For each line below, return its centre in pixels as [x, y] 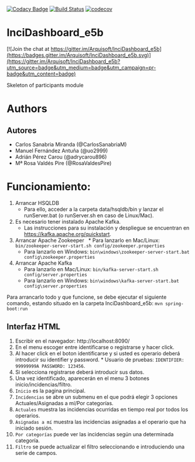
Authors [27, 109]
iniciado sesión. [34, 428]
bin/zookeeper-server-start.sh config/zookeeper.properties [90, 246]
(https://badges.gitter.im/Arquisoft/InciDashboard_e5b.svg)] [79, 55]
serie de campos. [36, 453]
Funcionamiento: [49, 187]
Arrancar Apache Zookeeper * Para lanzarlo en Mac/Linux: [87, 240]
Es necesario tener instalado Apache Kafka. [68, 221]
